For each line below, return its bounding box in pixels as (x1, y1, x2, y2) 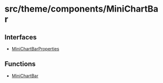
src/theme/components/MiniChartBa (4, 3, 159, 15)
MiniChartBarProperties (11, 46, 60, 51)
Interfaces (4, 33, 37, 41)
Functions (4, 60, 36, 68)
